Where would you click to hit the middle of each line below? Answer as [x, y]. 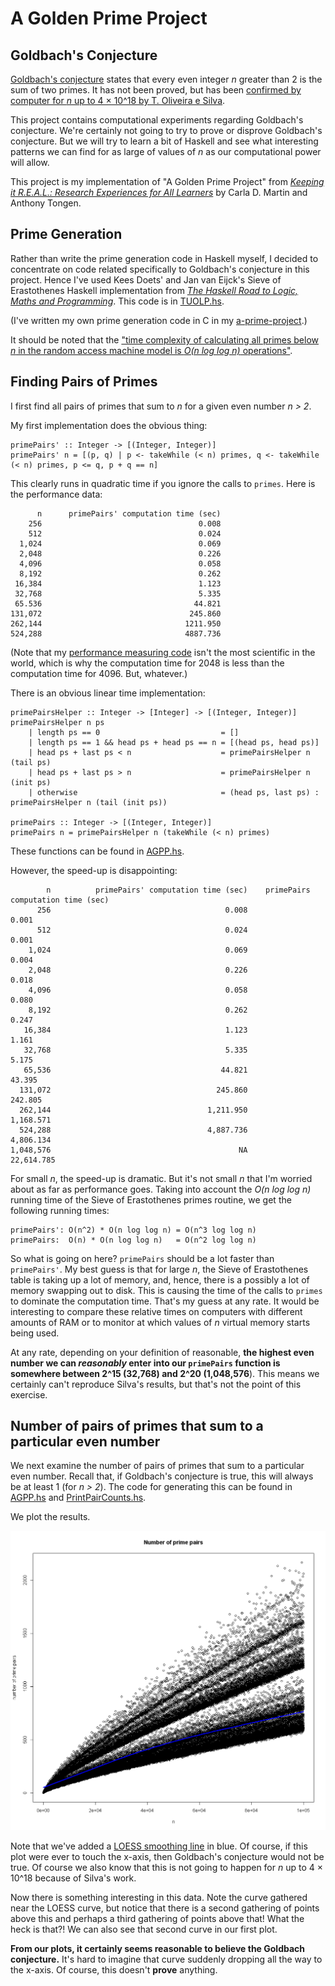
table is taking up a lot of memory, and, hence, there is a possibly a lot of [160, 1279]
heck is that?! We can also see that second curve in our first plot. [144, 1929]
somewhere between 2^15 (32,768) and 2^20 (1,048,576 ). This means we [165, 1373]
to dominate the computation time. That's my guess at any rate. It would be [165, 1301]
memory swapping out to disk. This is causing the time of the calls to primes [166, 1290]
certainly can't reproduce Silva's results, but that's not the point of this [156, 1384]
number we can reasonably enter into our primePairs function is [145, 1363]
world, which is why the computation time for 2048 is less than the [147, 663]
